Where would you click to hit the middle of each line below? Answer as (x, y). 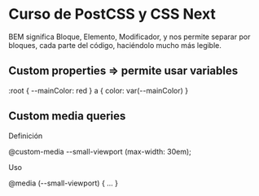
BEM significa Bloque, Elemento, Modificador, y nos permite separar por (129, 37)
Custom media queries (67, 116)
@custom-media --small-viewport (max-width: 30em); (100, 151)
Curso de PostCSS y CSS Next (112, 14)
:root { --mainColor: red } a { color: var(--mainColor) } (99, 90)
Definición (26, 136)
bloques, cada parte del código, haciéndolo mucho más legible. (115, 45)
